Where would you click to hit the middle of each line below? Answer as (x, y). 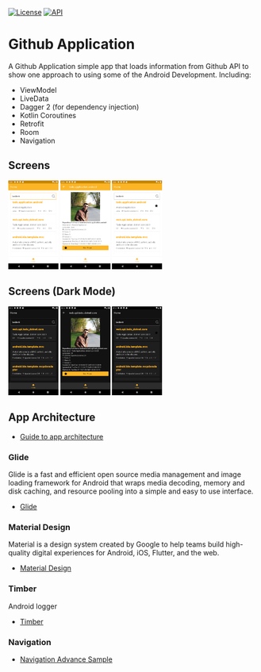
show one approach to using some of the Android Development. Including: (130, 75)
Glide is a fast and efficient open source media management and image (125, 474)
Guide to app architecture (61, 436)
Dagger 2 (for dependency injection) (79, 106)
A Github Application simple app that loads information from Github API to (129, 66)
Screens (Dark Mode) (62, 292)
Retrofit (32, 124)
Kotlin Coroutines (48, 115)
